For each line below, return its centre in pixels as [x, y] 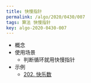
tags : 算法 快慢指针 [28, 22]
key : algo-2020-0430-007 [36, 28]
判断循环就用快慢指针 [49, 60]
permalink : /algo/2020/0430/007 [45, 17]
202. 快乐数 [37, 74]
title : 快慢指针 [24, 11]
